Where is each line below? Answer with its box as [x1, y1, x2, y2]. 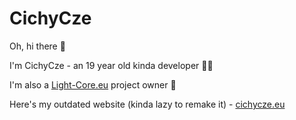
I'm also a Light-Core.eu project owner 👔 [9, 78, 177, 91]
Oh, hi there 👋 [9, 40, 66, 52]
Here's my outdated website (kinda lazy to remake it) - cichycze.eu [9, 98, 286, 110]
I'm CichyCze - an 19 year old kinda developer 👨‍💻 [9, 59, 214, 71]
